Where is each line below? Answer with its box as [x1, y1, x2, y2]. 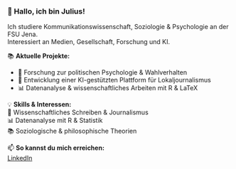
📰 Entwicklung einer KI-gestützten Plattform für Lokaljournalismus [17, 76, 211, 84]
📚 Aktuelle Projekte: [7, 52, 70, 60]
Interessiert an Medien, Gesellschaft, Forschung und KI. [7, 38, 171, 46]
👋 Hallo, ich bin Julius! [7, 6, 85, 16]
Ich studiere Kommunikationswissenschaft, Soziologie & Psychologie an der [7, 23, 229, 31]
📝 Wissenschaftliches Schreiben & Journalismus [7, 108, 149, 116]
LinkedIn [7, 154, 33, 163]
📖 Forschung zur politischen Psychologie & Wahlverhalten [17, 68, 187, 77]
